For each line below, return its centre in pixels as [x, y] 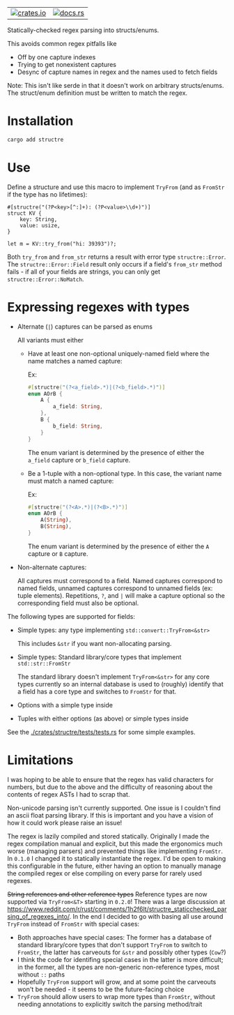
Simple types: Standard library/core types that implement [99, 657]
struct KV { [24, 213]
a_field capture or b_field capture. [79, 460]
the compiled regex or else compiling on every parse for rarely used [104, 873]
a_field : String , [78, 407]
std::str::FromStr [44, 663]
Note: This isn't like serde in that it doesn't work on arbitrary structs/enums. [116, 85]
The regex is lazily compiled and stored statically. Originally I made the [108, 836]
